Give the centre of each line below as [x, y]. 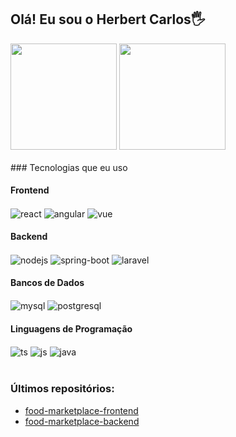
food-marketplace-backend [82, 421]
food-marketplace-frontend [81, 410]
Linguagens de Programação [71, 329]
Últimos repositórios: [62, 389]
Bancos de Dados [47, 283]
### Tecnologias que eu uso [69, 167]
